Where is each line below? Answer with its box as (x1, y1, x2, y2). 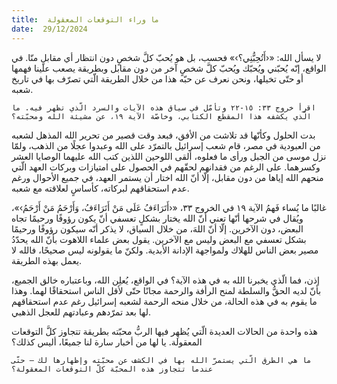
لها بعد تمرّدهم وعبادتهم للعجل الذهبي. (11, 306, 151, 318)
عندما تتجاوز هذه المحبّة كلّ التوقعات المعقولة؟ (11, 364, 214, 374)
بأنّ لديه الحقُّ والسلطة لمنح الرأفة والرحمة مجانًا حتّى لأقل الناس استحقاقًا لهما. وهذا (11, 284, 322, 296)
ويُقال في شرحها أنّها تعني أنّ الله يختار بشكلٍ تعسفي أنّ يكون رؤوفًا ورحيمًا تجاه (11, 212, 304, 224)
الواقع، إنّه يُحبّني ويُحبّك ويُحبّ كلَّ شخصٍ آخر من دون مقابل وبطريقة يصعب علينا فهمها (11, 62, 327, 74)
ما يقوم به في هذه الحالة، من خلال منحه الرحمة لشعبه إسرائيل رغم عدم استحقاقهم (11, 295, 318, 307)
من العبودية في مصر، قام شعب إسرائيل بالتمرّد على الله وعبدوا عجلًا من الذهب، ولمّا (11, 139, 321, 151)
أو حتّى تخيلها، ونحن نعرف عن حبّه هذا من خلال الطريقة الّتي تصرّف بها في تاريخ (11, 72, 304, 85)
